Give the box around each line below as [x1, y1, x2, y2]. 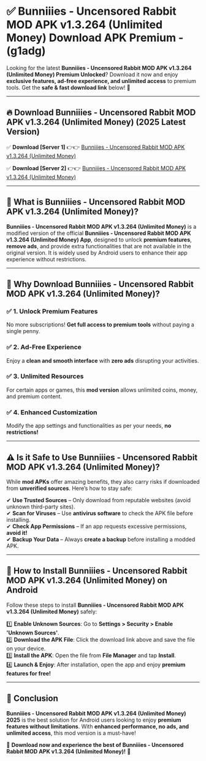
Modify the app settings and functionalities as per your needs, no [6, 422, 172, 430]
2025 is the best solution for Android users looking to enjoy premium [6, 716, 181, 724]
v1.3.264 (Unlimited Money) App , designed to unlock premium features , [6, 235, 192, 243]
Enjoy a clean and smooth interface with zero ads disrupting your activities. [6, 357, 199, 364]
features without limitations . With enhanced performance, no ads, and [6, 722, 189, 730]
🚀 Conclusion [6, 693, 58, 704]
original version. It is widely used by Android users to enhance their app [6, 249, 188, 256]
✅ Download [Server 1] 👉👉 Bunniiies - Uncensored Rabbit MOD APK [6, 143, 185, 151]
